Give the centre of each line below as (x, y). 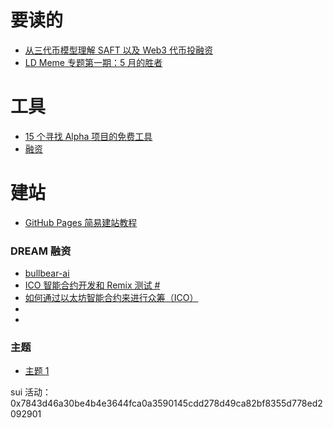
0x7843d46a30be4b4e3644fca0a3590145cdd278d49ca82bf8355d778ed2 (166, 403)
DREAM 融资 (41, 251)
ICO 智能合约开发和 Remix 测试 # (92, 285)
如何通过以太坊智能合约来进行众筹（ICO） (111, 298)
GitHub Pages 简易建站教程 (81, 222)
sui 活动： (31, 392)
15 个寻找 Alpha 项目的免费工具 (88, 136)
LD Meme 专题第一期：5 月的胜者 (93, 62)
